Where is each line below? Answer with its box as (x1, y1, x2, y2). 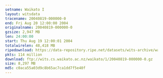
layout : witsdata (5, 12, 40, 16)
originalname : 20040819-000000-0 (5, 25, 73, 30)
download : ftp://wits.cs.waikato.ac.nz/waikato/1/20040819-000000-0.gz (5, 57, 153, 62)
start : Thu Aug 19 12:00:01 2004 (5, 39, 73, 44)
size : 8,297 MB (5, 61, 36, 66)
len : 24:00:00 (5, 34, 34, 39)
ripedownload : (5, 47, 34, 52)
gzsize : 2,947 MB (5, 30, 40, 34)
